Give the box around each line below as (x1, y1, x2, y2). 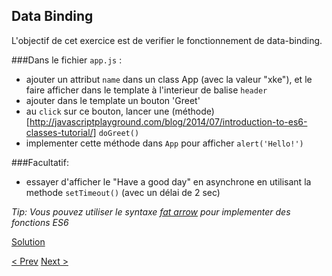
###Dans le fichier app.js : (11, 54, 123, 66)
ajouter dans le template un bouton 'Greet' (25, 94, 201, 106)
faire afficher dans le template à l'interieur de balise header (25, 84, 268, 96)
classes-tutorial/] (25, 126, 97, 138)
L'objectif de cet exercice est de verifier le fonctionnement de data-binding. (11, 34, 323, 46)
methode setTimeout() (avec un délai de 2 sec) (25, 186, 221, 198)
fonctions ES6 (11, 216, 69, 228)
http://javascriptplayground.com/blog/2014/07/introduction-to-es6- (29, 115, 308, 128)
